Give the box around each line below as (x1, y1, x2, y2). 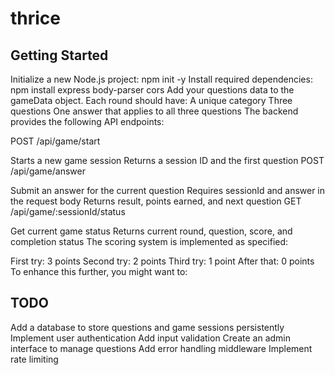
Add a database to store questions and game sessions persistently (10, 321, 285, 333)
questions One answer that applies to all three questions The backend (10, 105, 299, 117)
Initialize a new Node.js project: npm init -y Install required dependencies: (10, 73, 313, 85)
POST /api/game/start (10, 135, 101, 147)
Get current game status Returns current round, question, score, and (10, 225, 293, 237)
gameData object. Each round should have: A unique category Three (10, 95, 293, 106)
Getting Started (10, 47, 109, 64)
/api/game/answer (10, 165, 86, 177)
